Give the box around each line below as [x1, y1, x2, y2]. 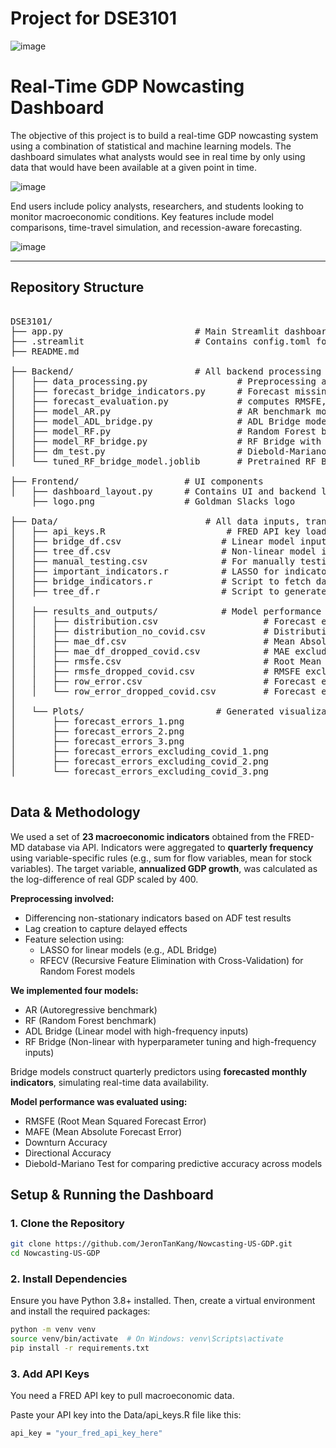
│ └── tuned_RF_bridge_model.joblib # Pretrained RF [10, 455, 317, 467]
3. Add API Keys [10, 1367, 90, 1381]
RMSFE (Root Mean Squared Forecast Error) [24, 1115, 207, 1127]
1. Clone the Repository [10, 1216, 125, 1230]
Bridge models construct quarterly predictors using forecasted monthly [10, 1065, 308, 1077]
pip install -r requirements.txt [10, 1343, 150, 1353]
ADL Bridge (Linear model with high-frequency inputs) [24, 1025, 249, 1037]
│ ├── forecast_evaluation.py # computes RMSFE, [10, 395, 327, 407]
